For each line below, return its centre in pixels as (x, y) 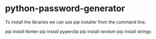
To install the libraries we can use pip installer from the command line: (76, 22)
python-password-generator (65, 9)
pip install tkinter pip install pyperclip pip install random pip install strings (78, 31)
